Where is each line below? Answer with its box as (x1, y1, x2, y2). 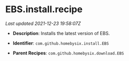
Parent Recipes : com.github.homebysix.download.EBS (12, 50, 124, 56)
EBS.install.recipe (5, 4, 83, 15)
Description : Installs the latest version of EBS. (12, 30, 110, 36)
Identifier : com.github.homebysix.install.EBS (12, 40, 109, 46)
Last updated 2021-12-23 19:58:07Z (5, 20, 81, 26)
